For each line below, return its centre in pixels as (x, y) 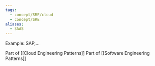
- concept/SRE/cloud (32, 15)
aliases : (14, 24)
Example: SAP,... (22, 43)
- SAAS (17, 29)
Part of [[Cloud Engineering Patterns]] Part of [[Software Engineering (77, 53)
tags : (11, 10)
